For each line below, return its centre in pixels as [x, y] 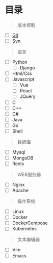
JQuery [28, 96]
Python [20, 62]
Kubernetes [24, 229]
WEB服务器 [29, 175]
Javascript [23, 80]
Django [27, 68]
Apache [20, 191]
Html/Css [22, 73]
